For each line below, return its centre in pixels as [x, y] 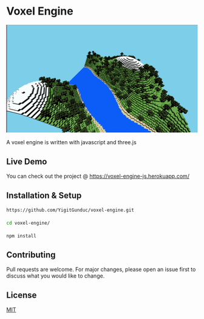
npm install [21, 236]
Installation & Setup [44, 195]
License [22, 295]
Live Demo [27, 162]
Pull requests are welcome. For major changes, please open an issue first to [101, 270]
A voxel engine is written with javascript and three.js [71, 142]
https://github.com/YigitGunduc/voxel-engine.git [70, 210]
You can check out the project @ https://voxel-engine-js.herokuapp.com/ [98, 176]
